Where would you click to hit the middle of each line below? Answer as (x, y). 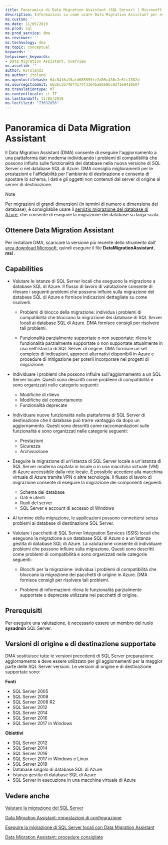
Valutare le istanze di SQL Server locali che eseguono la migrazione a (84, 281)
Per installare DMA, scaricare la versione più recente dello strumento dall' (81, 242)
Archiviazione (34, 451)
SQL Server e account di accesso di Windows (67, 508)
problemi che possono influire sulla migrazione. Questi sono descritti (83, 549)
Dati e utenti (32, 497)
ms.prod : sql (19, 29)
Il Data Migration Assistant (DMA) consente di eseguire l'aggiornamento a (81, 153)
